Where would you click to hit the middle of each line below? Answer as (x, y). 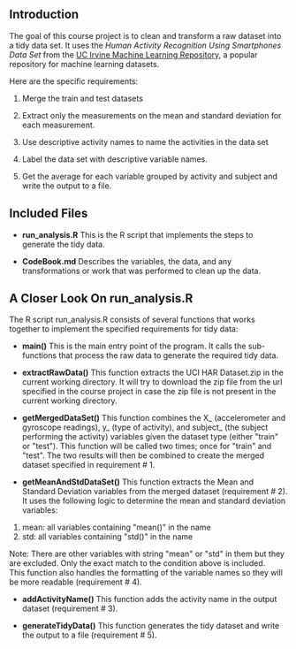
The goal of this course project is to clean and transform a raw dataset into (145, 35)
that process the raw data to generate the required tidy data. (169, 355)
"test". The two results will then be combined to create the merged (143, 455)
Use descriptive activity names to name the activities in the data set (145, 141)
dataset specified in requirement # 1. (88, 465)
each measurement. (58, 125)
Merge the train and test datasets (83, 98)
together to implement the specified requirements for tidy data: (124, 329)
